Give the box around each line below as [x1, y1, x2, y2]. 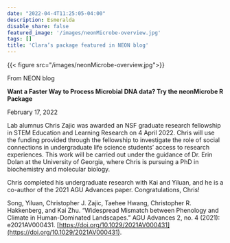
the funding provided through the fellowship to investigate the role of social [7, 136, 220, 144]
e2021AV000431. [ [7, 221, 60, 229]
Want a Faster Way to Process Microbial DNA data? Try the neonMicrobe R [7, 87, 224, 95]
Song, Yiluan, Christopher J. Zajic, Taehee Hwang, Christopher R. [7, 199, 192, 207]
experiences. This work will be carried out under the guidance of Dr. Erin [7, 150, 213, 159]
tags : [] [7, 36, 32, 43]
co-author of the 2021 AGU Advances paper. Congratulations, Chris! [7, 186, 200, 194]
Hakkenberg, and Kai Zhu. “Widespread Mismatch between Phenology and [7, 207, 219, 214]
